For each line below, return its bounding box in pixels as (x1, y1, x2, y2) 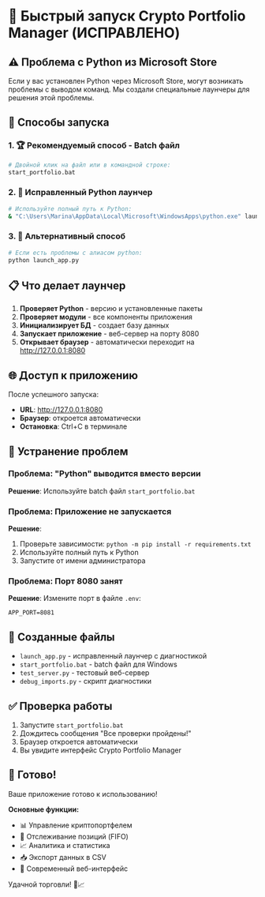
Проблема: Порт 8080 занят (8, 576, 124, 587)
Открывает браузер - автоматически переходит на (19, 337, 195, 347)
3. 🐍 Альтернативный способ (8, 231, 126, 242)
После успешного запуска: (8, 390, 99, 400)
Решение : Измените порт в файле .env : (8, 594, 141, 603)
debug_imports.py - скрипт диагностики (19, 677, 152, 686)
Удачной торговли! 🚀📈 (8, 880, 85, 889)
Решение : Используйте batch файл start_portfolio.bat (8, 486, 196, 496)
